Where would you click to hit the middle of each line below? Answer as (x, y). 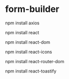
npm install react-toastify (31, 71)
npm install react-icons (29, 52)
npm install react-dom (28, 42)
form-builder (32, 9)
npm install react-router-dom (35, 61)
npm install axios (22, 23)
